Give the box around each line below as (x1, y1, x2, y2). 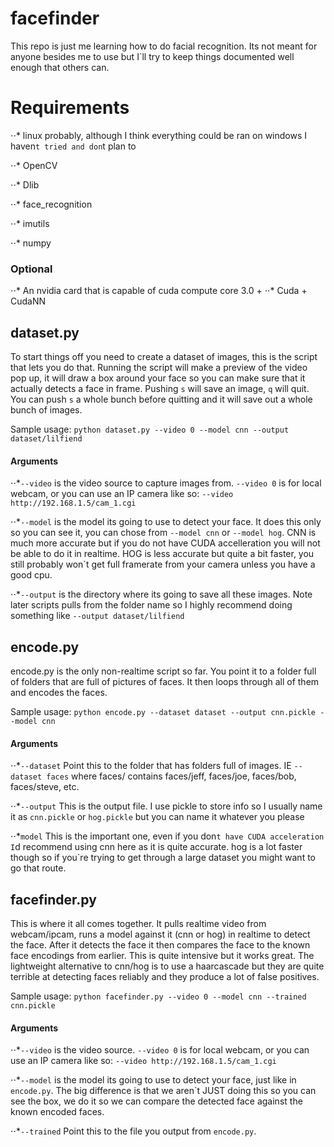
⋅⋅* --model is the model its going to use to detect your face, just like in (10, 1074, 297, 1086)
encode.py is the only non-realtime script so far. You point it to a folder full (10, 665, 317, 677)
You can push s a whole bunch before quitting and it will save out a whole (10, 393, 313, 405)
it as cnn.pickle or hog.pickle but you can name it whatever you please (10, 811, 305, 823)
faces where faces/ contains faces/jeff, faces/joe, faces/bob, (46, 770, 297, 782)
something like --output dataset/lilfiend (10, 610, 185, 622)
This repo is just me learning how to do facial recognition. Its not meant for (10, 40, 318, 52)
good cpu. (10, 569, 53, 581)
